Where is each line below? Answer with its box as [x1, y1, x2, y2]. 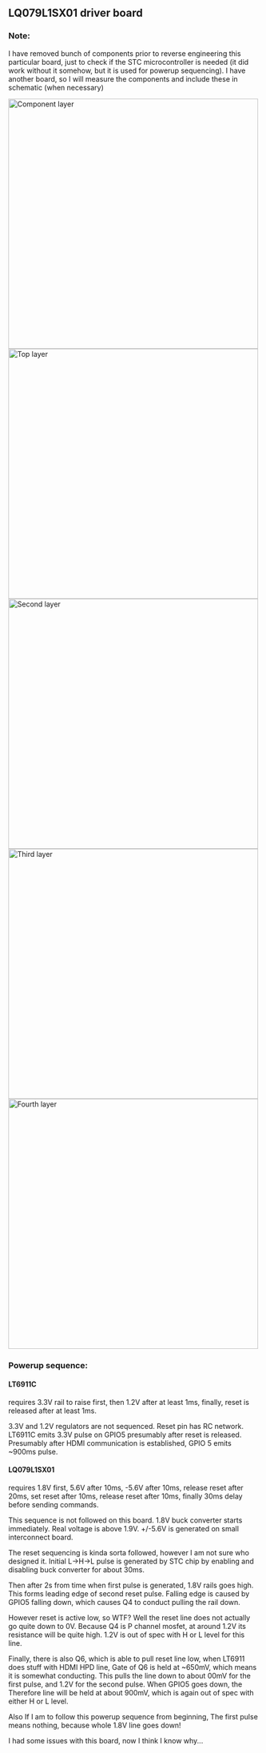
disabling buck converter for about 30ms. [8, 1565, 145, 1575]
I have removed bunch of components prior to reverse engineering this [8, 48, 241, 58]
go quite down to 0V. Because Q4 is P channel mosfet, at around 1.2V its [8, 1622, 246, 1631]
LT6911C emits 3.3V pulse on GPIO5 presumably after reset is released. [8, 1430, 242, 1439]
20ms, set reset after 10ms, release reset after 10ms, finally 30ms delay [8, 1491, 243, 1501]
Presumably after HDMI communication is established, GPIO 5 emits [8, 1438, 232, 1447]
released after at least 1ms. [8, 1406, 97, 1415]
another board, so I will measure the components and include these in [8, 74, 238, 83]
